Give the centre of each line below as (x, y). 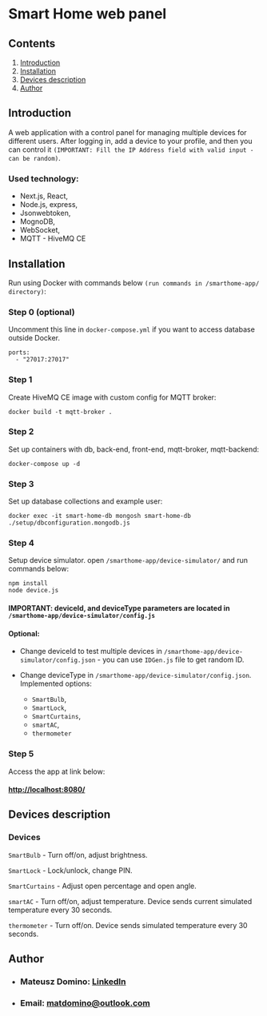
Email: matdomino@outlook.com (85, 1003)
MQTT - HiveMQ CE (53, 239)
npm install (28, 584)
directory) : (27, 291)
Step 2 (21, 432)
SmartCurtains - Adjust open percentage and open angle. (103, 886)
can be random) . (35, 157)
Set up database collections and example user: (86, 501)
